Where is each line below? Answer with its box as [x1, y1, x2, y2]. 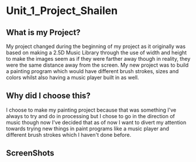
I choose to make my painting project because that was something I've [6, 106, 177, 113]
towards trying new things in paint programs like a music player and [6, 125, 170, 132]
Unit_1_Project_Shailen [6, 4, 118, 18]
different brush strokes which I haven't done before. [6, 131, 132, 138]
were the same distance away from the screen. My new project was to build [6, 61, 189, 68]
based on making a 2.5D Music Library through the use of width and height [6, 49, 187, 56]
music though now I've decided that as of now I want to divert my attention [6, 119, 187, 126]
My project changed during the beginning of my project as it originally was [6, 43, 186, 50]
